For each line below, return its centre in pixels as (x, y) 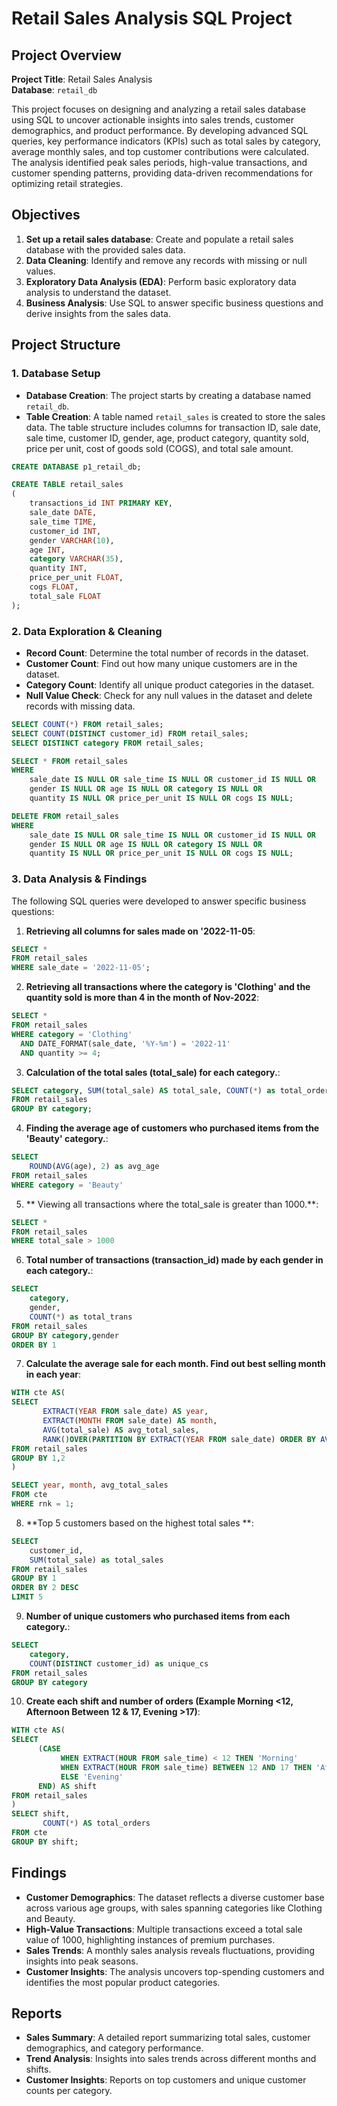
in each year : (53, 1374)
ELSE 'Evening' (92, 1777)
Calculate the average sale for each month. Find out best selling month (175, 1364)
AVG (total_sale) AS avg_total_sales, (121, 1430)
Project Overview (66, 55)
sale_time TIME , (63, 522)
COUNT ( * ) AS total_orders (96, 1823)
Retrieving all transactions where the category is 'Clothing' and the (168, 987)
